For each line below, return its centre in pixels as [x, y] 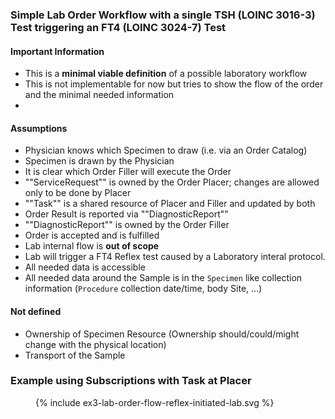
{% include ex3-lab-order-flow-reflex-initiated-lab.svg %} [155, 402]
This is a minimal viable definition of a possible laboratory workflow [166, 74]
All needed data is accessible [85, 267]
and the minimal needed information [99, 95]
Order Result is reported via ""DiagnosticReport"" [126, 214]
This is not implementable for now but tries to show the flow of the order [174, 84]
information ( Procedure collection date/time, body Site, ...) [143, 289]
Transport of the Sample [75, 355]
